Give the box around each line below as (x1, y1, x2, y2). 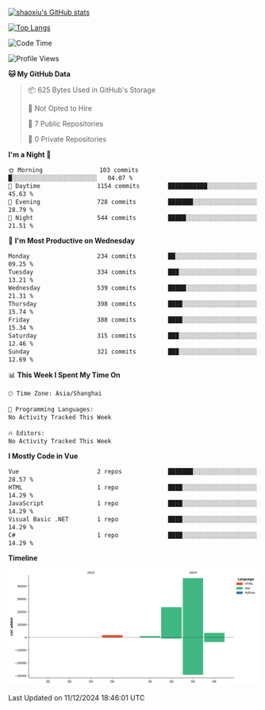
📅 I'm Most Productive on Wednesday (8, 236, 135, 245)
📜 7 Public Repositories (27, 119, 104, 128)
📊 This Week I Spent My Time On (8, 370, 121, 380)
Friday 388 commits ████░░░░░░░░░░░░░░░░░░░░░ (8, 316, 258, 324)
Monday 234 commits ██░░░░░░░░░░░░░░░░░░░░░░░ (8, 252, 258, 260)
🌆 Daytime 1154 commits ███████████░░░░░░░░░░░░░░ (8, 182, 258, 190)
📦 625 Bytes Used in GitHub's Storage (27, 85, 156, 95)
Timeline (8, 553, 38, 563)
